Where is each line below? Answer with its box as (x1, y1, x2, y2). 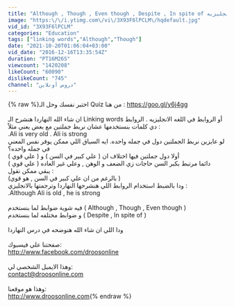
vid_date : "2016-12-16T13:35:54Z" (8, 49, 108, 56)
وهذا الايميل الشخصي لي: (8, 263, 74, 271)
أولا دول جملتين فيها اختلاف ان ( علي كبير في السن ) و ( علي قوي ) (8, 152, 180, 160)
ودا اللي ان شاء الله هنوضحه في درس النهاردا (8, 226, 124, 234)
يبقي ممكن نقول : (8, 167, 54, 175)
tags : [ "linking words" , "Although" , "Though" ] (8, 36, 142, 43)
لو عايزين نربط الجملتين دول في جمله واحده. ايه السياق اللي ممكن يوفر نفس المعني (8, 137, 225, 146)
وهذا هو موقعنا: (8, 285, 47, 293)
